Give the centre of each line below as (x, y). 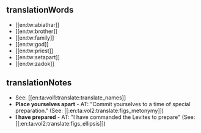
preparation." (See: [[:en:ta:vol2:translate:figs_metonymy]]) (89, 110)
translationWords (40, 10)
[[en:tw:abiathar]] (37, 24)
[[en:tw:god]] (32, 44)
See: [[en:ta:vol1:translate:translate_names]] (71, 98)
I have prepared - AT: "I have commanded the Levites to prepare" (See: (105, 117)
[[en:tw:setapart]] (37, 57)
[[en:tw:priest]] (34, 51)
